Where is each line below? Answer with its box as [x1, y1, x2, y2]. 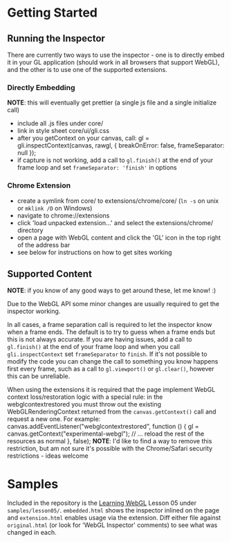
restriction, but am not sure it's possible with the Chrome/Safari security [7, 445, 213, 453]
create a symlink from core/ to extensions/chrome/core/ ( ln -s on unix [17, 196, 219, 205]
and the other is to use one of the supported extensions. [7, 66, 168, 73]
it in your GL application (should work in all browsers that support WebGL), [7, 58, 220, 66]
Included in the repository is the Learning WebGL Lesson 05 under [7, 499, 197, 507]
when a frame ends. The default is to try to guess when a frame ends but [7, 328, 216, 337]
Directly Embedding [7, 82, 75, 92]
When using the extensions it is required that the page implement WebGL [7, 386, 216, 394]
